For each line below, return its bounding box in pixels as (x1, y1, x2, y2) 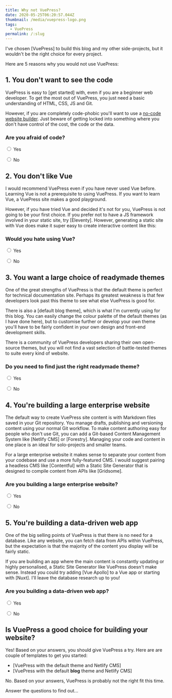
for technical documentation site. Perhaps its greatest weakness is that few (5, 292, 164, 298)
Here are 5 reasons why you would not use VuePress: (5, 61, 119, 67)
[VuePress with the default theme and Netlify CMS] (12, 663, 122, 669)
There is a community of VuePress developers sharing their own (5, 339, 142, 345)
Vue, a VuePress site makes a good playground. (5, 196, 107, 202)
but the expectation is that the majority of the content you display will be (5, 543, 158, 549)
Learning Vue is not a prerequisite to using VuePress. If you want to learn (5, 190, 160, 197)
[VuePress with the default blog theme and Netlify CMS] (12, 668, 132, 674)
